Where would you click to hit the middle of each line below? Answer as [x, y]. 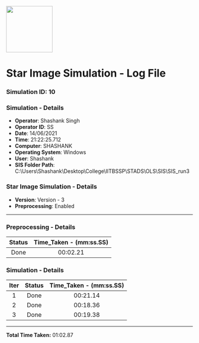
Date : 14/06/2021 [36, 133]
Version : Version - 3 [40, 200]
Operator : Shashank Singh [47, 121]
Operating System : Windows [50, 152]
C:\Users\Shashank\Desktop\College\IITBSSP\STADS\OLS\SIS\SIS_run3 [102, 171]
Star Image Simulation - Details [52, 187]
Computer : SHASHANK [44, 146]
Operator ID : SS [34, 127]
